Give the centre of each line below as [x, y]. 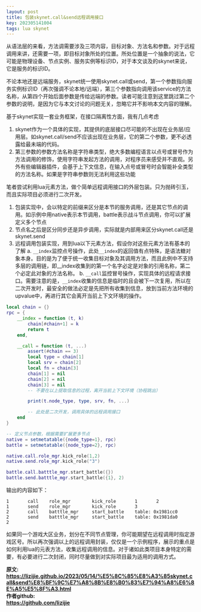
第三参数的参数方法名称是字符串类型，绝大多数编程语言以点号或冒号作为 [104, 152]
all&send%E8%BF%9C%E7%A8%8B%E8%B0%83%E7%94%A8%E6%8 [100, 582]
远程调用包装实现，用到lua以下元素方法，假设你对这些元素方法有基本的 [102, 244]
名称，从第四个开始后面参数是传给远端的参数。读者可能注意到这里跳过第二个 [100, 96]
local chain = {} [28, 307]
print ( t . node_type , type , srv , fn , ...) [79, 401]
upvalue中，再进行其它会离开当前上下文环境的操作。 [80, 296]
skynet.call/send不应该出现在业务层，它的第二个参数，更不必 [111, 137]
